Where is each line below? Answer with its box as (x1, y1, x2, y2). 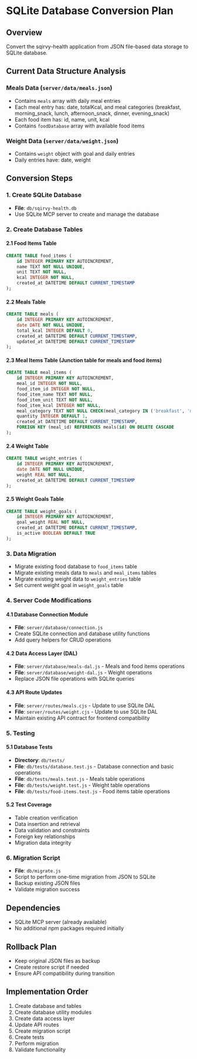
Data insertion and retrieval (14, 821, 80, 828)
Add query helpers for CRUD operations (14, 636, 111, 643)
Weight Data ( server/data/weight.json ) (6, 137, 119, 145)
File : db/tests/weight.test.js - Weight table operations (14, 781, 150, 788)
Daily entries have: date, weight (14, 156, 91, 163)
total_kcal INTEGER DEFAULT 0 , (16, 328, 93, 333)
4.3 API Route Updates (6, 689, 63, 696)
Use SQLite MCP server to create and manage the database (14, 210, 159, 218)
